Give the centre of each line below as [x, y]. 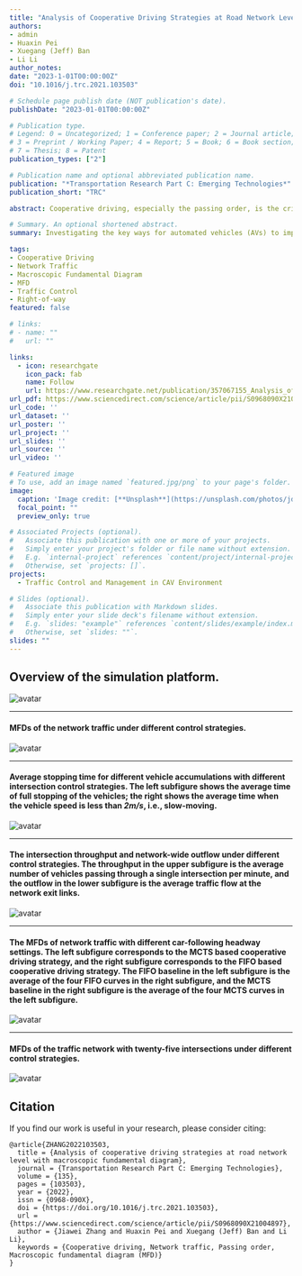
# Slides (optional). [50, 599]
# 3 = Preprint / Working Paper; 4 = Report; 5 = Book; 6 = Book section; [152, 142]
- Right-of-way [38, 300]
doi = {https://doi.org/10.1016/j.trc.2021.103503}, [118, 1208]
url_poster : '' [38, 424]
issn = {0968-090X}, [56, 1200]
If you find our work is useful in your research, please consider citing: [138, 1128]
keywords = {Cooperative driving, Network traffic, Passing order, [147, 1248]
